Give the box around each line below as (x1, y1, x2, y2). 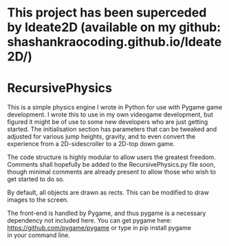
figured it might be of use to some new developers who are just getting (7, 118, 208, 126)
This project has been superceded (7, 5, 207, 21)
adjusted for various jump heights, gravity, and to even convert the (7, 132, 196, 141)
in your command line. (7, 231, 70, 239)
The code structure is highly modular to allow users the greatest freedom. (7, 153, 216, 161)
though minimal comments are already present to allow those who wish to (7, 167, 217, 176)
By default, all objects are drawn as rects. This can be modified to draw (7, 188, 210, 197)
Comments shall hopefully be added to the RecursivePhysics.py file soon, (7, 161, 215, 169)
